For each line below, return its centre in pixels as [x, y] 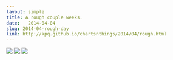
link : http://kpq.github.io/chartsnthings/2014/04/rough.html [86, 34]
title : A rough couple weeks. [45, 17]
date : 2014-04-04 [31, 23]
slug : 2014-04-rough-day [38, 28]
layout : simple [25, 12]
